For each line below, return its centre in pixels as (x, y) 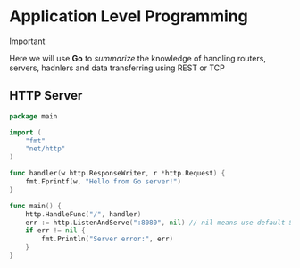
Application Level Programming (129, 16)
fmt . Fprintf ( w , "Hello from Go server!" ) (103, 182)
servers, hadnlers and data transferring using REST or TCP (117, 68)
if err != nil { (56, 231)
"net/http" (46, 149)
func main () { (36, 206)
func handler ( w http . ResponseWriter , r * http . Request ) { (117, 174)
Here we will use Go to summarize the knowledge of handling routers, (137, 58)
